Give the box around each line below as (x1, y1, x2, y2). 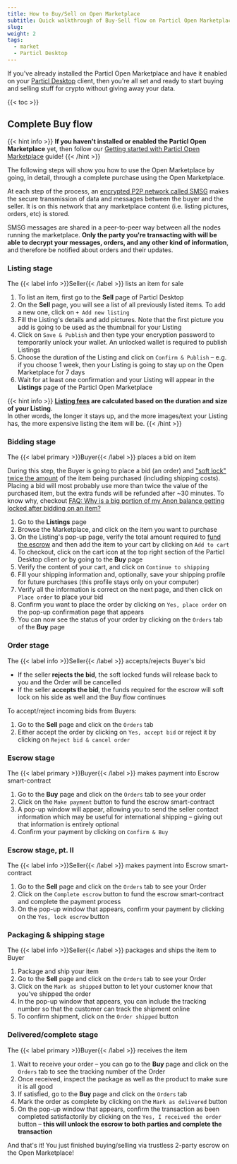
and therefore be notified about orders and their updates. (7, 245, 174, 254)
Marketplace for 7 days (17, 368, 85, 376)
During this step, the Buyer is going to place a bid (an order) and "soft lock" (7, 467, 227, 475)
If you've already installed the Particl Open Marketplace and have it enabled (7, 69, 228, 78)
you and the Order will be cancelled (17, 677, 121, 686)
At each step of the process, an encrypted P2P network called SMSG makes (7, 186, 229, 195)
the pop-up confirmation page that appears (17, 608, 145, 617)
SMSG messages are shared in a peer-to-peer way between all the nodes (7, 223, 221, 232)
